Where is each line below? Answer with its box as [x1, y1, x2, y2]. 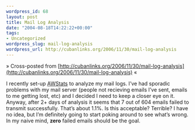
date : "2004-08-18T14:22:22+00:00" [6, 24, 93, 31]
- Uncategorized [6, 36, 46, 41]
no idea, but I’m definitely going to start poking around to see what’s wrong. [6, 111, 189, 118]
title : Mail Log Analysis [6, 19, 69, 25]
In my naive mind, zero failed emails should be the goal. [6, 117, 141, 124]
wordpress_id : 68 [6, 8, 49, 15]
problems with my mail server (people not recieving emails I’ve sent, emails [6, 86, 187, 93]
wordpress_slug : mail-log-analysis [6, 41, 93, 47]
